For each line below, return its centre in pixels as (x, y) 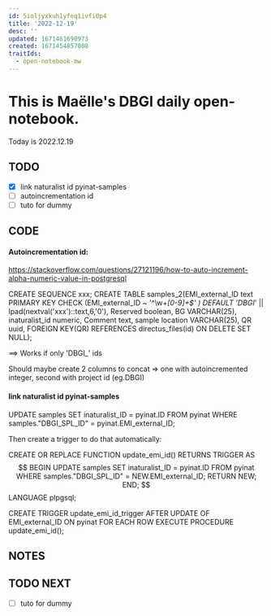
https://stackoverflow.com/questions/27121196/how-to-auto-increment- (129, 270)
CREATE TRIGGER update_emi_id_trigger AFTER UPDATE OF (109, 513)
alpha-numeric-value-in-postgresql (68, 278)
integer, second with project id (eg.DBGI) (77, 378)
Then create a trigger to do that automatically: (85, 439)
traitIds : (25, 54)
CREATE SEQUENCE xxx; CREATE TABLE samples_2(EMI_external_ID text (131, 295)
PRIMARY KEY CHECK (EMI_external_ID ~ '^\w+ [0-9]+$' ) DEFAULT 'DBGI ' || (136, 303)
